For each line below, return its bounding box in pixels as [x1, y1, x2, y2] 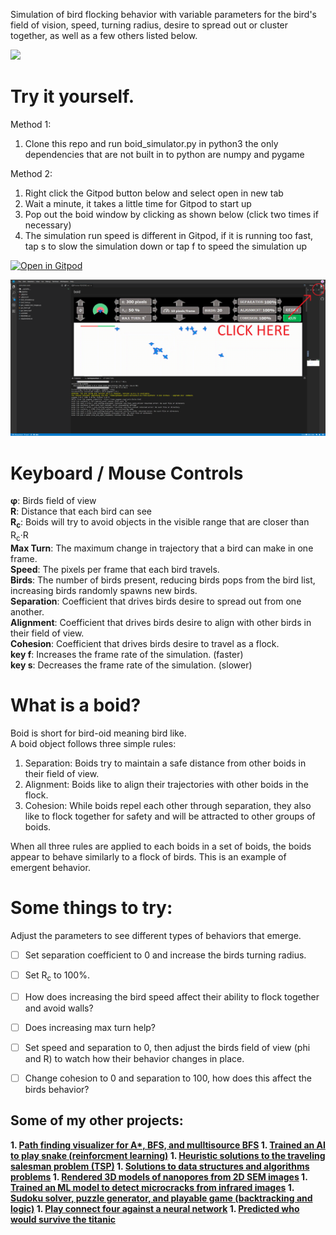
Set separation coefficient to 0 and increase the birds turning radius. [24, 949, 307, 961]
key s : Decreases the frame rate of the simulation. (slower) [10, 659, 253, 671]
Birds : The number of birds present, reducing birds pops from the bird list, [10, 574, 316, 586]
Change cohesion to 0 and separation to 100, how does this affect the [24, 1072, 312, 1084]
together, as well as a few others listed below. [10, 30, 198, 41]
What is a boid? [10, 694, 142, 717]
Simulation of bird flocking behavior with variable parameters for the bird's [10, 9, 317, 20]
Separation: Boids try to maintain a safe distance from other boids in [24, 757, 307, 769]
